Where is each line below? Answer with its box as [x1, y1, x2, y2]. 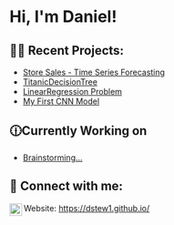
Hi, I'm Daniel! [9, 6, 118, 27]
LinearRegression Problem [22, 87, 123, 97]
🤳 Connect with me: [9, 179, 123, 194]
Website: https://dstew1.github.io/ [24, 202, 150, 213]
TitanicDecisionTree [22, 77, 98, 87]
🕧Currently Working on [9, 123, 148, 138]
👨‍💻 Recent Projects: [9, 43, 125, 58]
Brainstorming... [22, 152, 84, 163]
